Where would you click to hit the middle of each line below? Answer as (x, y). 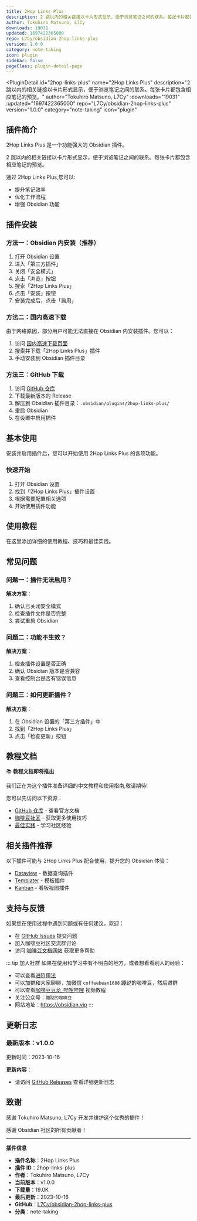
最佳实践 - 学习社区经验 (43, 825)
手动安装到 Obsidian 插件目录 (50, 358)
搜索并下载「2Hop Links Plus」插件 (57, 351)
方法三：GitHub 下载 (35, 375)
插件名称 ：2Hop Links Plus (47, 1160)
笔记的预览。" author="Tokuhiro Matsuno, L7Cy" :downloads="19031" (95, 97)
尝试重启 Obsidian (36, 621)
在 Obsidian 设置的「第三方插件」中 (57, 721)
